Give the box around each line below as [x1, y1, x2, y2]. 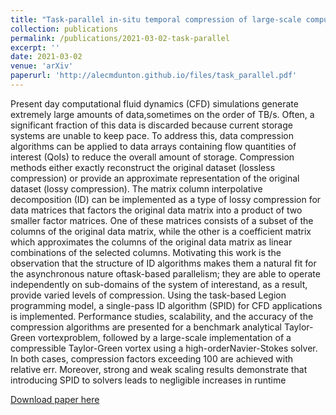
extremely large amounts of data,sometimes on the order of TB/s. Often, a [10, 108, 315, 120]
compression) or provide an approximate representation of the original [10, 172, 300, 184]
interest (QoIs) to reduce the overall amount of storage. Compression [10, 151, 295, 163]
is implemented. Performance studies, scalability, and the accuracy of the [10, 310, 314, 322]
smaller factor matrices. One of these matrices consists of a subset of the [10, 214, 314, 226]
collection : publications [10, 24, 118, 34]
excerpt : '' [10, 42, 60, 53]
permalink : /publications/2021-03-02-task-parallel [10, 33, 230, 43]
